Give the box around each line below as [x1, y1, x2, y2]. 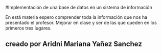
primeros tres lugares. [5, 25, 52, 31]
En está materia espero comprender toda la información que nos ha [5, 14, 148, 20]
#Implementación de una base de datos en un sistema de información [5, 5, 152, 10]
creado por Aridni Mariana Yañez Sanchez [5, 40, 142, 48]
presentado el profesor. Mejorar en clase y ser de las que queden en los [5, 20, 157, 25]
